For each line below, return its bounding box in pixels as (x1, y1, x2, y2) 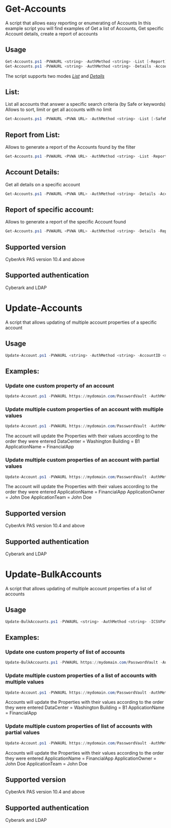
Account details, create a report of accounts (5, 31, 98, 37)
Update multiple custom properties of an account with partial (5, 456, 159, 464)
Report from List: (5, 130, 60, 139)
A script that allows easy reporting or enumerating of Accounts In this (5, 20, 151, 26)
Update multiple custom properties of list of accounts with (5, 723, 153, 730)
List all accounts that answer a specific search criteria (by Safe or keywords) (5, 101, 166, 107)
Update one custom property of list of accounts (5, 648, 125, 655)
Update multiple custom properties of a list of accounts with (5, 672, 157, 679)
